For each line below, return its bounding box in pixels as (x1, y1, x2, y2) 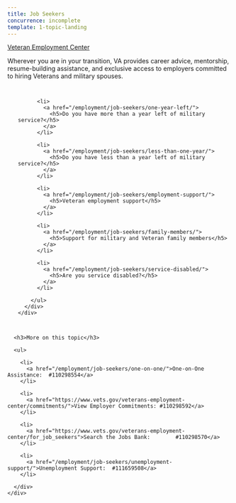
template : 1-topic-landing (7, 23, 87, 31)
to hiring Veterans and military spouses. (7, 72, 123, 80)
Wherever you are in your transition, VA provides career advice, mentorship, (7, 57, 230, 65)
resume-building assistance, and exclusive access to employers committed (7, 65, 227, 73)
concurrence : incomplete (7, 17, 81, 24)
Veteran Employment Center (7, 43, 90, 52)
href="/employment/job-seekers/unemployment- (35, 459, 173, 466)
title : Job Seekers (7, 10, 65, 18)
